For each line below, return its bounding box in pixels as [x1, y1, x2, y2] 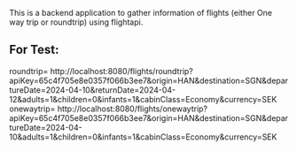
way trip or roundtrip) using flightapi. [9, 17, 144, 27]
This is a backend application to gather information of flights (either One [9, 8, 273, 18]
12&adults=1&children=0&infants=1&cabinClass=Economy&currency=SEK [9, 94, 277, 104]
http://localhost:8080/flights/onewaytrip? [57, 103, 208, 114]
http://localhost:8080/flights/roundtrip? [50, 65, 193, 76]
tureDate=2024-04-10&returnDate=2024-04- [9, 84, 176, 95]
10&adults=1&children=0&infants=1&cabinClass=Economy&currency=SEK [9, 132, 277, 142]
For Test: [9, 42, 59, 57]
